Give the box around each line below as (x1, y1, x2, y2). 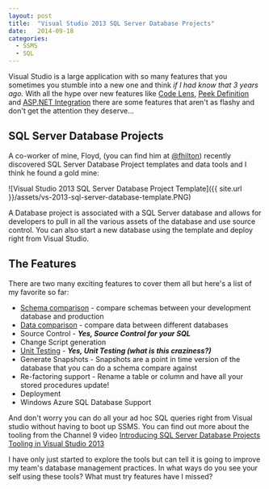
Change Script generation (19, 337, 107, 347)
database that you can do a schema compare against (19, 363, 198, 373)
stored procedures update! (19, 380, 110, 390)
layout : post (8, 11, 53, 20)
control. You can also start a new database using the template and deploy (8, 225, 253, 234)
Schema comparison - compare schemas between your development (19, 302, 251, 312)
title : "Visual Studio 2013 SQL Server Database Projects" (8, 19, 216, 27)
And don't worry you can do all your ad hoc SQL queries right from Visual (8, 413, 253, 423)
